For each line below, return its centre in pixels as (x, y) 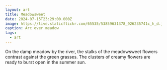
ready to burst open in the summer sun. (45, 62)
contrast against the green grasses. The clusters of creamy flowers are (78, 57)
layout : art (17, 10)
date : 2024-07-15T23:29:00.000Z (39, 19)
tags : (11, 33)
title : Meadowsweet (25, 14)
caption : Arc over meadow (32, 28)
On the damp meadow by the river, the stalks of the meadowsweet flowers (82, 51)
